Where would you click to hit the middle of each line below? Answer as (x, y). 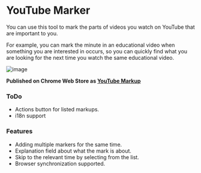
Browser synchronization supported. (60, 163)
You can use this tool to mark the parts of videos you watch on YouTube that (100, 27)
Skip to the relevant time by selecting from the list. (77, 157)
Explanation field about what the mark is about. (73, 151)
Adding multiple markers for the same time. (68, 144)
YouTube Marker (48, 10)
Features (19, 131)
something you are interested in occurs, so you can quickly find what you (97, 51)
